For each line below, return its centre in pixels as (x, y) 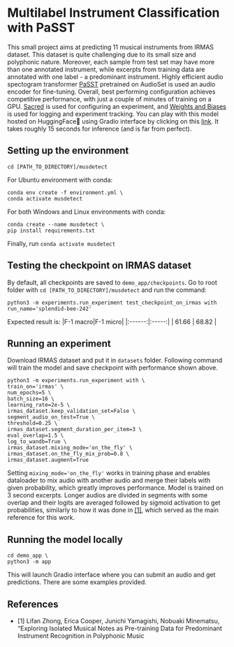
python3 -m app (29, 562)
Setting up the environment (68, 151)
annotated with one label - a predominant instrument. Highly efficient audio (115, 77)
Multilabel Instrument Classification (114, 13)
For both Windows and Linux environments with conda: (87, 212)
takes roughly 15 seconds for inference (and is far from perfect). (100, 129)
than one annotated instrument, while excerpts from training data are (106, 69)
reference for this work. (41, 518)
